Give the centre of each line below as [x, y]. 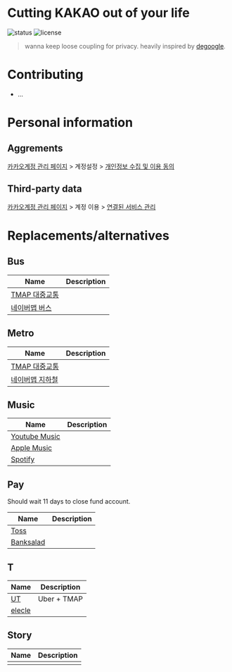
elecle [21, 610]
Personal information [70, 123]
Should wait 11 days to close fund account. [69, 502]
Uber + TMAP [60, 599]
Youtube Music [36, 437]
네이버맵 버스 [31, 308]
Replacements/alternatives [89, 236]
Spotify [23, 459]
